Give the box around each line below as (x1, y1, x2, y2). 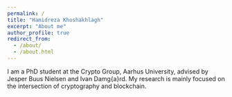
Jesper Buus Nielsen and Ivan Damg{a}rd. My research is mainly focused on (7, 74, 225, 83)
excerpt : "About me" (7, 23, 67, 30)
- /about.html (13, 49, 54, 56)
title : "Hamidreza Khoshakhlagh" (7, 17, 104, 23)
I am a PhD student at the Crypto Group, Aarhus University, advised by (7, 67, 209, 76)
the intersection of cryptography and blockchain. (7, 82, 147, 90)
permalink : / (7, 10, 45, 17)
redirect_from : (7, 36, 51, 43)
